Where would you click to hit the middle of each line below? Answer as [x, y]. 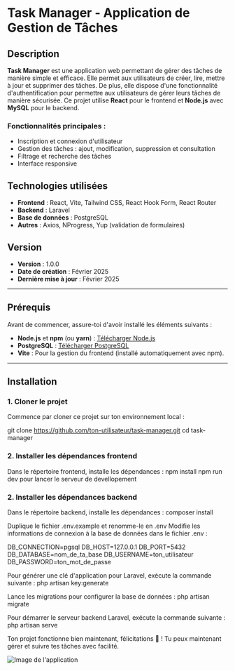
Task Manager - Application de [99, 13]
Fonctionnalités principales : [57, 126]
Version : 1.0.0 [38, 264]
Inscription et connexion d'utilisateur [70, 141]
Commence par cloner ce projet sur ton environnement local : [96, 417]
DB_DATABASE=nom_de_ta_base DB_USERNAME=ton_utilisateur [100, 554]
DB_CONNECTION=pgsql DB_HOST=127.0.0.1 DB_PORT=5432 [97, 547]
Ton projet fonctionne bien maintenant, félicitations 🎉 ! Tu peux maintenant [114, 639]
